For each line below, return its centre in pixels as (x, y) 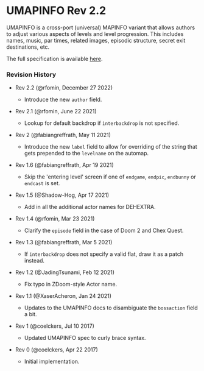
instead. (34, 261)
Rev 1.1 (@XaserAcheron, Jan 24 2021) (63, 296)
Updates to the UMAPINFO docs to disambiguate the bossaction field (111, 308)
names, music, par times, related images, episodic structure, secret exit (96, 40)
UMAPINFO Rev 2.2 (56, 11)
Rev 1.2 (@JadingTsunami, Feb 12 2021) (65, 272)
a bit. (30, 314)
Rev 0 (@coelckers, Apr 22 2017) (57, 350)
